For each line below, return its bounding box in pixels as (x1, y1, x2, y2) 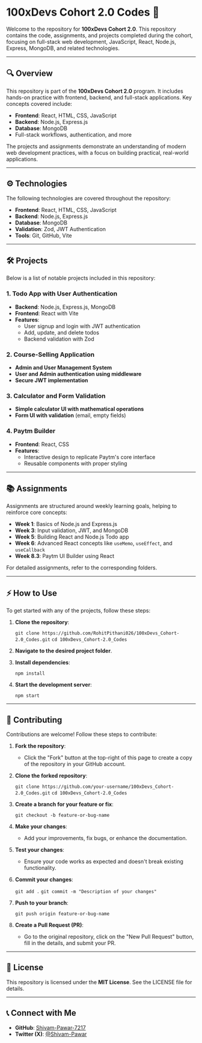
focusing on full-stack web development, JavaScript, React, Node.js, (6, 38, 176, 45)
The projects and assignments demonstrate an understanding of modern (6, 143, 186, 150)
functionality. (23, 864, 57, 871)
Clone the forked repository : (14, 772, 88, 779)
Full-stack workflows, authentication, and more (14, 131, 132, 138)
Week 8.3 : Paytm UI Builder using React (14, 552, 115, 560)
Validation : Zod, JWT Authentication (14, 225, 106, 232)
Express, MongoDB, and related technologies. (6, 45, 120, 52)
